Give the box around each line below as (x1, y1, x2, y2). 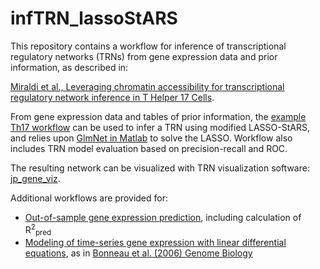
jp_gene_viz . (10, 172, 61, 184)
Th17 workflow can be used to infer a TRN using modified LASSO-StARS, (10, 121, 310, 133)
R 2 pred (24, 222, 52, 238)
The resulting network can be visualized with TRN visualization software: (10, 162, 310, 174)
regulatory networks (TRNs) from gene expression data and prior (10, 50, 278, 62)
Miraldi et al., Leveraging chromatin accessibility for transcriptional (10, 80, 285, 92)
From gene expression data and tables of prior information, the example (10, 110, 307, 122)
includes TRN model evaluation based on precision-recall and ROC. (10, 142, 288, 154)
